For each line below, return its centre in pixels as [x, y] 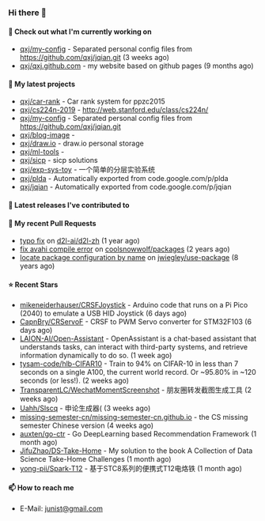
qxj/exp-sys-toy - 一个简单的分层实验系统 [87, 170]
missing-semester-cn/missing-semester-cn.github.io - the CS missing [134, 417]
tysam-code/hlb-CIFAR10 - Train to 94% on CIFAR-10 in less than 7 [129, 364]
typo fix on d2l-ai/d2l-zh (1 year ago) [79, 241]
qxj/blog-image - [47, 135]
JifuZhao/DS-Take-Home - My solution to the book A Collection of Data [136, 451]
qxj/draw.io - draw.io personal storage [81, 143]
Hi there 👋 [28, 13]
